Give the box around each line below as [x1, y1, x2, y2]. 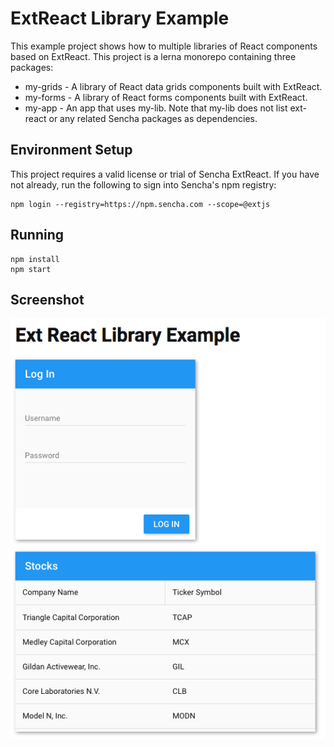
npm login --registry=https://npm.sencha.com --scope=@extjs [10, 199, 271, 209]
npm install [10, 254, 60, 264]
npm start [10, 264, 52, 274]
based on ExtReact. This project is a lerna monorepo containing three [10, 50, 297, 62]
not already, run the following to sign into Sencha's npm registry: [10, 178, 277, 191]
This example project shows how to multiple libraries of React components [10, 40, 318, 52]
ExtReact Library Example [10, 7, 230, 30]
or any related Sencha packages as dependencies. [48, 112, 258, 124]
